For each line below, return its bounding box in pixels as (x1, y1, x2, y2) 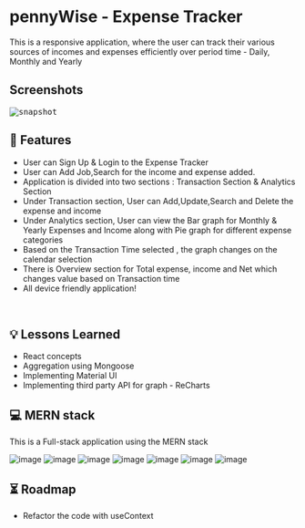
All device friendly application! (22, 283, 137, 294)
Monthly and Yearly (9, 56, 83, 67)
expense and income (22, 205, 102, 216)
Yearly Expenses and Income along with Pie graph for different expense (22, 224, 292, 235)
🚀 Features (9, 132, 72, 148)
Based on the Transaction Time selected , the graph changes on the (22, 243, 278, 254)
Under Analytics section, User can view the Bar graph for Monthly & (22, 214, 278, 225)
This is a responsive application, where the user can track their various (9, 36, 275, 47)
